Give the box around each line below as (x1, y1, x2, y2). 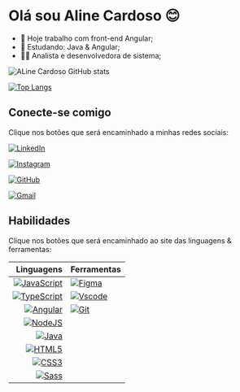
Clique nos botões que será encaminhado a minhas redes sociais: (8, 127, 229, 137)
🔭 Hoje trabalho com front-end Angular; (20, 33, 154, 43)
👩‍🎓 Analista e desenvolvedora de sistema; (20, 50, 162, 60)
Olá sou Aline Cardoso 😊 (8, 7, 181, 25)
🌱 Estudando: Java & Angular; (20, 41, 120, 51)
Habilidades (8, 214, 71, 228)
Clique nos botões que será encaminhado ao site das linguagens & (8, 235, 232, 246)
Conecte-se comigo (8, 106, 111, 120)
